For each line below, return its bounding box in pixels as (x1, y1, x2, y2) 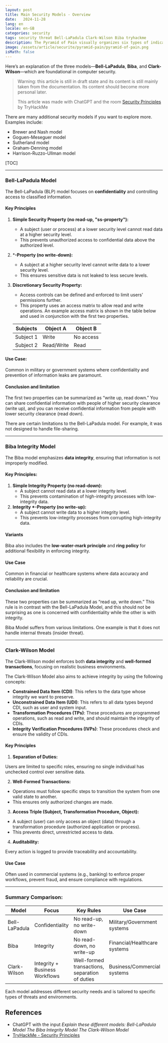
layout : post (5, 7, 32, 13)
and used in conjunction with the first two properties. (19, 313, 129, 319)
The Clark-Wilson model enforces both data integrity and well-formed (5, 658, 151, 664)
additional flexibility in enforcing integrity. (5, 548, 90, 554)
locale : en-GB (5, 26, 35, 31)
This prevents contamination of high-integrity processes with (19, 493, 146, 499)
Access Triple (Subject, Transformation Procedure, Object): (12, 809, 139, 815)
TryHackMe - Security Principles (12, 1032, 80, 1038)
